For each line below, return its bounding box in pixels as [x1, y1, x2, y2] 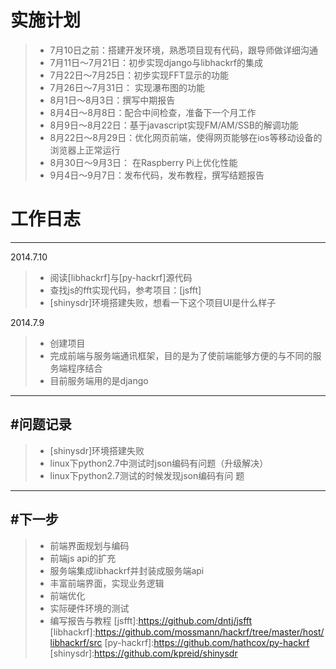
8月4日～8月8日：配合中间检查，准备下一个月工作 [49, 106, 257, 118]
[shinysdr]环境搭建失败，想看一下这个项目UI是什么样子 [49, 296, 277, 308]
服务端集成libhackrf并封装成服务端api [49, 564, 205, 576]
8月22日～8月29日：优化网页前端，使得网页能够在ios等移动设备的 [49, 131, 323, 143]
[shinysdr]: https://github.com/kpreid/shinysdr [49, 647, 238, 659]
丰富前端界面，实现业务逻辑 [49, 577, 165, 589]
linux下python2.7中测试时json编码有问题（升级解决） [49, 457, 269, 469]
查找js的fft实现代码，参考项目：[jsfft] [49, 284, 202, 296]
